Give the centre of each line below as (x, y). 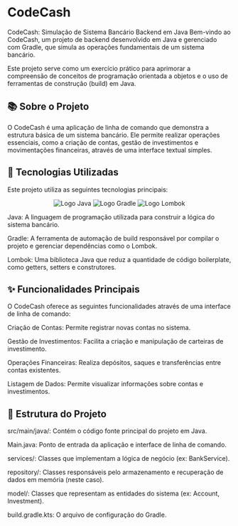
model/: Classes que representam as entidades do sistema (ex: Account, (114, 493)
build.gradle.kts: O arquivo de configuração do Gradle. (87, 515)
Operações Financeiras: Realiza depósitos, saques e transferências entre (114, 363)
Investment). (26, 501)
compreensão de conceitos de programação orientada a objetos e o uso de (118, 76)
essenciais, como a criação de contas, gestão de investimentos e (103, 142)
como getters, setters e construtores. (62, 267)
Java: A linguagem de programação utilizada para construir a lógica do (111, 217)
